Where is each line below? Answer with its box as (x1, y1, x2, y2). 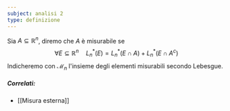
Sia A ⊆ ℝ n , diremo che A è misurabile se (7, 35, 125, 45)
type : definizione (7, 17, 60, 23)
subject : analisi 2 (7, 10, 64, 17)
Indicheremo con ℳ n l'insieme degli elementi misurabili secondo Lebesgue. (7, 61, 224, 72)
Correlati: (7, 79, 36, 87)
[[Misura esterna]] (17, 97, 69, 105)
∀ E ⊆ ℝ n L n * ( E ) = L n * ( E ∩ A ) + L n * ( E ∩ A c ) (54, 48, 179, 59)
